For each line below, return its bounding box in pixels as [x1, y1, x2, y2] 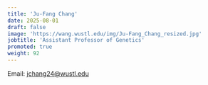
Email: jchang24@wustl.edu [7, 69, 89, 78]
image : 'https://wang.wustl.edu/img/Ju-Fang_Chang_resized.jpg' [7, 30, 202, 38]
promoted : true [7, 43, 53, 50]
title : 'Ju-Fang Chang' [7, 10, 78, 18]
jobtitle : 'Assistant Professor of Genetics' [7, 37, 145, 44]
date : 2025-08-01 [7, 17, 59, 24]
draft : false [7, 23, 46, 30]
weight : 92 [7, 50, 40, 57]
